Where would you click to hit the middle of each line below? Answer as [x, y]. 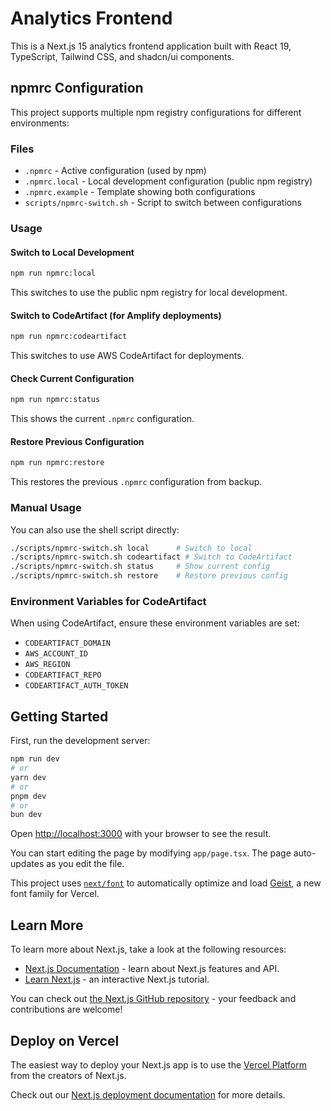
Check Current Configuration [72, 378]
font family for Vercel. [55, 894]
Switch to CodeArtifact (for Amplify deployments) [116, 315]
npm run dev [35, 759]
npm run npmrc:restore [57, 463]
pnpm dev [28, 796]
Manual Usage [46, 508]
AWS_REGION [47, 665]
